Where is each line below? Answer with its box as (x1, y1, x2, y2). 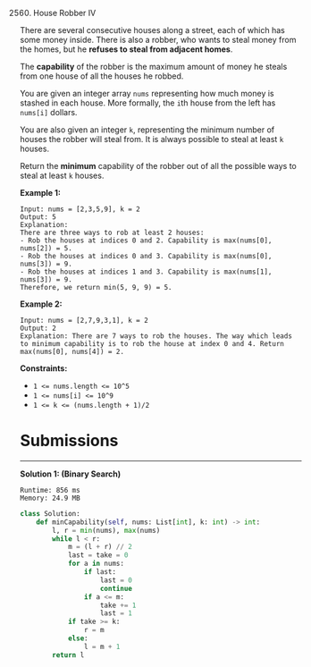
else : (67, 634, 88, 643)
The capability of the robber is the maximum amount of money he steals (20, 62, 288, 72)
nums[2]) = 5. (20, 244, 73, 253)
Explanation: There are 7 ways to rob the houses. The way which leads (20, 332, 292, 341)
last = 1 (99, 609, 133, 618)
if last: (83, 568, 116, 577)
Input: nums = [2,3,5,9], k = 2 (20, 205, 140, 214)
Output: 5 (20, 213, 57, 222)
